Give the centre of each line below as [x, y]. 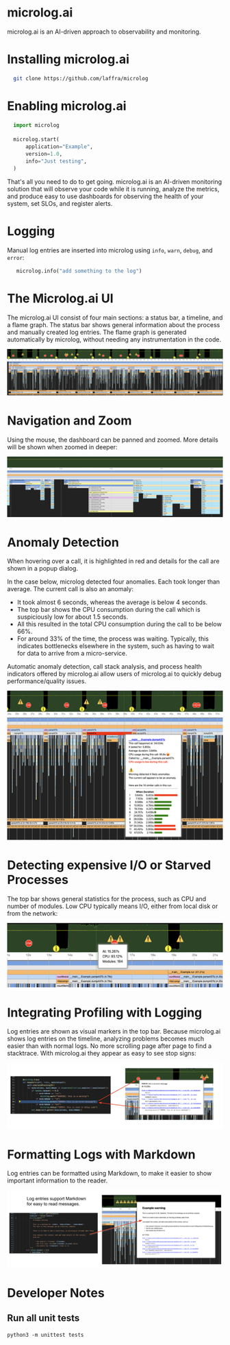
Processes [38, 880]
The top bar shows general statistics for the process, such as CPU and [107, 898]
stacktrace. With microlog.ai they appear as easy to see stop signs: [102, 1054]
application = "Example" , [59, 147]
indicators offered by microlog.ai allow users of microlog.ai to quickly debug [114, 674]
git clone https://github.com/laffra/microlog [81, 78]
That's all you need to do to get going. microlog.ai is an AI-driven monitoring [115, 181]
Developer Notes [56, 1293]
